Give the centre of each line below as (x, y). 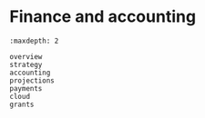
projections (32, 80)
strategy (26, 64)
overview (26, 56)
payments (26, 88)
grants (22, 104)
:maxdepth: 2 (34, 41)
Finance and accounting (103, 17)
